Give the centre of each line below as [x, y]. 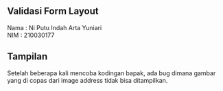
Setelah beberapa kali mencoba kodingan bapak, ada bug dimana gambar [111, 73]
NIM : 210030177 [31, 35]
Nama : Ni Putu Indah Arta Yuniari [55, 27]
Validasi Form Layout [53, 11]
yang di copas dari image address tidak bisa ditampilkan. [87, 80]
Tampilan [27, 56]
